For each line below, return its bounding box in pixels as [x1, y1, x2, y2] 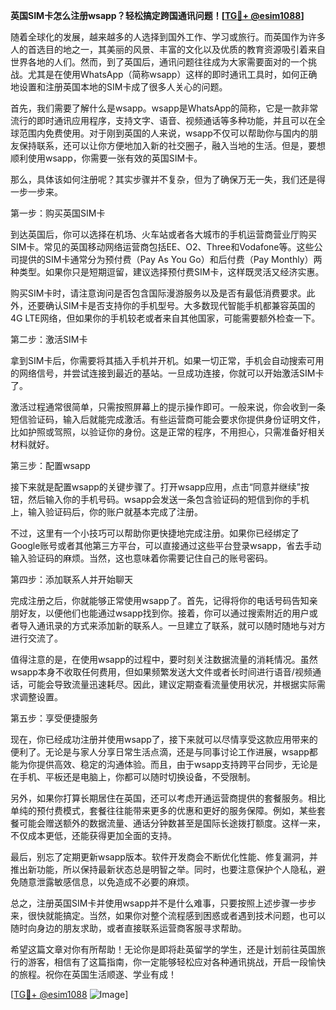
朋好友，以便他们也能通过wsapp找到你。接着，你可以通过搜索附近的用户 [10, 607, 310, 619]
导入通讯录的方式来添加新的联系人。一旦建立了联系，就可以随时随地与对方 [18, 620, 326, 631]
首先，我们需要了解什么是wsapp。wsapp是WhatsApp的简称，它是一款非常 [10, 102, 319, 114]
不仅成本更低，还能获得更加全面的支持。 [10, 830, 177, 841]
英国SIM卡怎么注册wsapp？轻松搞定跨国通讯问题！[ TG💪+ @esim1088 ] [10, 10, 305, 21]
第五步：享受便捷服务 [10, 712, 98, 724]
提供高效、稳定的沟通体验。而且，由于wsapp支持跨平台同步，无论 [36, 759, 310, 770]
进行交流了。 [10, 632, 63, 644]
